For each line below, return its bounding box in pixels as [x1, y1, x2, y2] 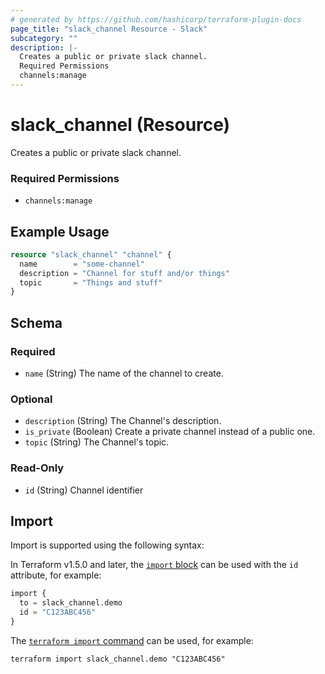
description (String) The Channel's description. [24, 415, 222, 427]
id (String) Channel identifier [24, 484, 144, 496]
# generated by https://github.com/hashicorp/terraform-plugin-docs [10, 14, 302, 25]
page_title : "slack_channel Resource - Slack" [10, 24, 208, 34]
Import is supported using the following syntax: [10, 539, 205, 551]
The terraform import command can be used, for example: [10, 634, 254, 646]
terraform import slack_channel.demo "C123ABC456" [10, 654, 226, 664]
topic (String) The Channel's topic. [24, 436, 170, 448]
